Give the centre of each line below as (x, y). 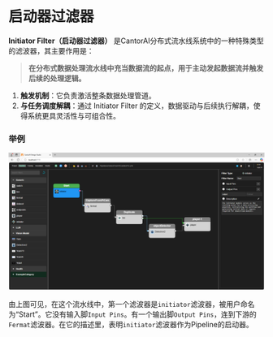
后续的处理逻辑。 (57, 78)
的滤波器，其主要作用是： (51, 50)
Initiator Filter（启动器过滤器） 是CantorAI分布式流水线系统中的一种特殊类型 (136, 41)
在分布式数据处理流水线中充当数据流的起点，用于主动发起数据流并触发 (146, 68)
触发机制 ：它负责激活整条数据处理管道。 (88, 95)
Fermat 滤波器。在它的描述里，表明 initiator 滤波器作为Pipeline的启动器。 (131, 324)
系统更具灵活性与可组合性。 (74, 115)
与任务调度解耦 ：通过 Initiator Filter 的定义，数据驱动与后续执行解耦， (137, 106)
